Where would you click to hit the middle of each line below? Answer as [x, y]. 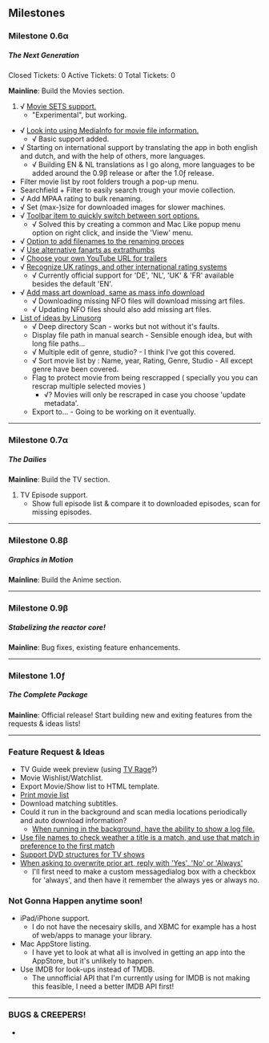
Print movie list [44, 795]
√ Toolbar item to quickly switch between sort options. [110, 216]
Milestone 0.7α [38, 440]
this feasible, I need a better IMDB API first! [103, 987]
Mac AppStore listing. [56, 944]
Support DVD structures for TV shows [82, 854]
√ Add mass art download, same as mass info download [112, 293]
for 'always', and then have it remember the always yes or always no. [146, 880]
